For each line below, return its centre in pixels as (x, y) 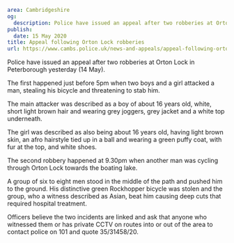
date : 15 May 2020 (40, 36)
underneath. (25, 119)
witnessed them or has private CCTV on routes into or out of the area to (110, 225)
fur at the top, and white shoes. (52, 147)
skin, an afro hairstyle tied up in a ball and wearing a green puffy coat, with (115, 140)
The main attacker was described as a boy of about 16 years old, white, (110, 104)
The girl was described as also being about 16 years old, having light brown (116, 132)
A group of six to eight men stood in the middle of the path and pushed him (115, 182)
